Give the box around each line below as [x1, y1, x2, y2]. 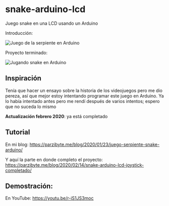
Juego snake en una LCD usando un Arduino [5, 20, 98, 26]
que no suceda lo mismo [5, 104, 57, 110]
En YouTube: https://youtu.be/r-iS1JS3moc [5, 195, 94, 201]
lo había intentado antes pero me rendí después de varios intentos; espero [5, 98, 160, 104]
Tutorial [5, 128, 30, 137]
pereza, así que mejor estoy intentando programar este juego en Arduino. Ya [5, 92, 164, 99]
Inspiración [5, 74, 42, 83]
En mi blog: [5, 141, 29, 147]
